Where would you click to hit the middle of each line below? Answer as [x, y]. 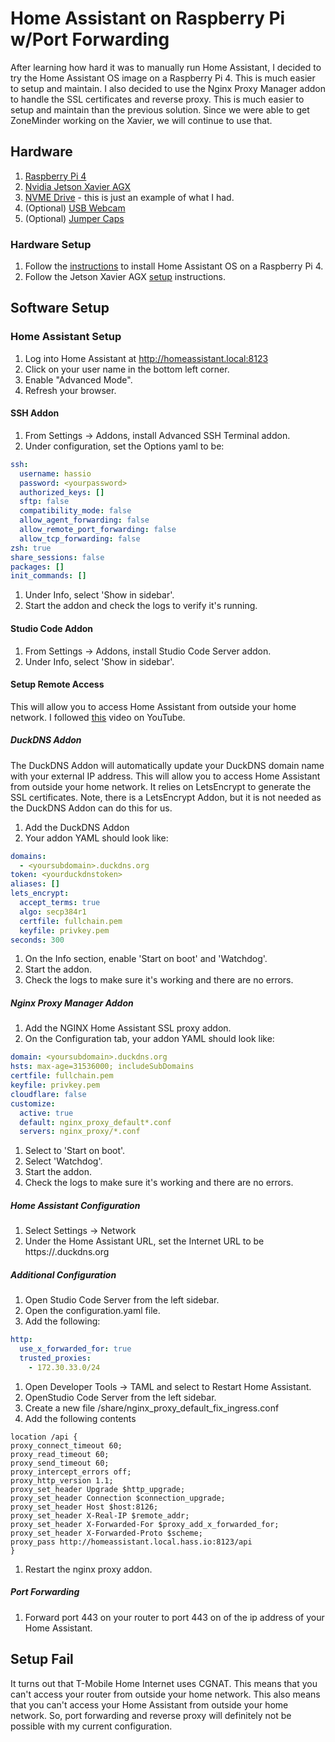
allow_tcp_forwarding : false [80, 538]
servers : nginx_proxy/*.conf [80, 1132]
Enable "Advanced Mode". [78, 379]
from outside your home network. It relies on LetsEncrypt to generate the [161, 786]
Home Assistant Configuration [75, 1205]
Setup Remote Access [57, 684]
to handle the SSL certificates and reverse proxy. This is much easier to [157, 99]
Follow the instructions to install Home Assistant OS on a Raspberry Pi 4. [174, 266]
